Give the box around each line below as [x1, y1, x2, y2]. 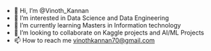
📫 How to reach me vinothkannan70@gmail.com [13, 37, 155, 44]
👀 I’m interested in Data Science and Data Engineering [13, 14, 169, 22]
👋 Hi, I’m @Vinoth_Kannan [13, 7, 89, 14]
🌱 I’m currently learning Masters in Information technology [13, 21, 181, 29]
